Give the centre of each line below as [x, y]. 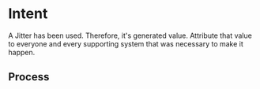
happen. [22, 52]
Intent [28, 14]
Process [29, 77]
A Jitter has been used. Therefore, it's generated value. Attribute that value [130, 35]
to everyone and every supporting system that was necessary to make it [126, 43]
